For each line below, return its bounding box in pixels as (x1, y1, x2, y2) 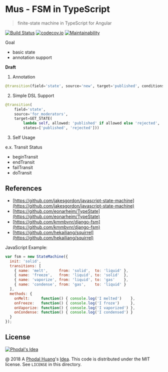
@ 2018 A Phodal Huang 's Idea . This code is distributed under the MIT (5, 356, 150, 362)
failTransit (12, 164, 33, 170)
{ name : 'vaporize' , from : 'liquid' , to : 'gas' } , (14, 277, 128, 282)
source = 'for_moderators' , (14, 111, 68, 116)
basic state (12, 49, 35, 55)
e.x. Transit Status (5, 144, 42, 150)
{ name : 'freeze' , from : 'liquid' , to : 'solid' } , (14, 272, 128, 278)
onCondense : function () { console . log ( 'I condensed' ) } (14, 310, 133, 315)
